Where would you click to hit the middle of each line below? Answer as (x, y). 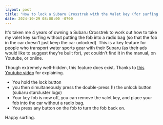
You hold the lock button (37, 82)
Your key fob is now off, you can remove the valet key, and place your (82, 98)
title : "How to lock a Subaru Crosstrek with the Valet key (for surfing (82, 14)
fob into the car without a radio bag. (48, 103)
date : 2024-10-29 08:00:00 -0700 (39, 18)
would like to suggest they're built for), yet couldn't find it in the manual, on (81, 53)
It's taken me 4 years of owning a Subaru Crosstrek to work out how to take (81, 33)
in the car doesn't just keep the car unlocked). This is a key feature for (76, 43)
